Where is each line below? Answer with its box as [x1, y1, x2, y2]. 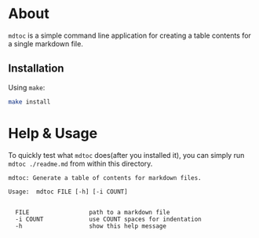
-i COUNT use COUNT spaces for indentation [15, 215, 202, 223]
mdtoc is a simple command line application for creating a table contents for [8, 31, 251, 40]
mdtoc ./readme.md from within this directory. [8, 159, 153, 168]
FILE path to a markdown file [15, 208, 170, 216]
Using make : [8, 82, 46, 92]
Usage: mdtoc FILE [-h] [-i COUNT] [8, 188, 128, 196]
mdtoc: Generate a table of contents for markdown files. [8, 174, 202, 181]
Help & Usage [8, 124, 98, 142]
